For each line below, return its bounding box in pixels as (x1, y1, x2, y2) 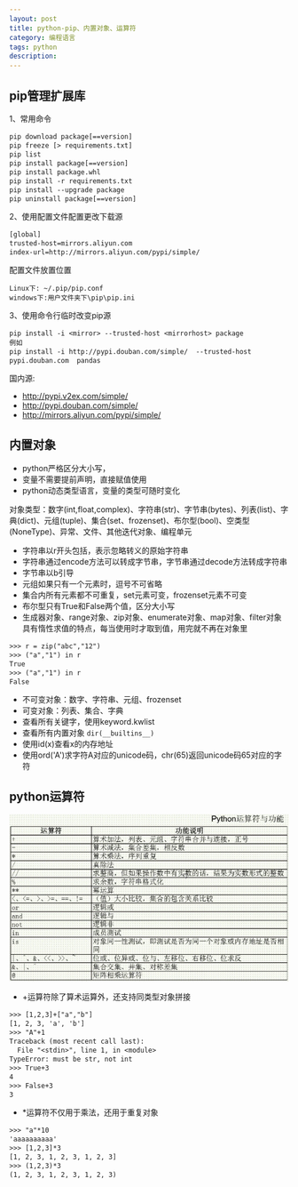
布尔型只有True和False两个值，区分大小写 (21, 600, 176, 611)
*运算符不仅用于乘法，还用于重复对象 (21, 1107, 159, 1118)
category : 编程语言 (9, 33, 76, 42)
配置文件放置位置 (9, 264, 72, 275)
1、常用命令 (9, 113, 51, 124)
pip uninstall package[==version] (9, 194, 137, 204)
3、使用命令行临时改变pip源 (9, 309, 112, 320)
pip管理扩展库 (9, 88, 86, 103)
